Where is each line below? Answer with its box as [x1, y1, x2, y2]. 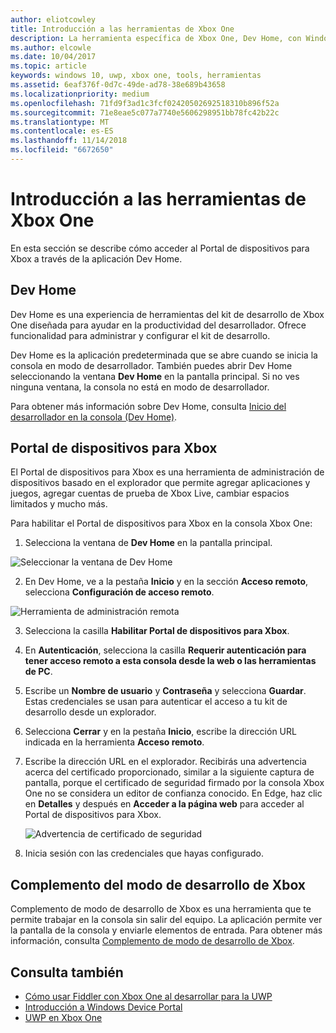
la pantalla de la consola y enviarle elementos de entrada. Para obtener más [10, 924, 323, 936]
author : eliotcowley [10, 14, 97, 25]
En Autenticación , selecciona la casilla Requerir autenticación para [24, 644, 307, 656]
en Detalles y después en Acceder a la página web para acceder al [24, 798, 305, 810]
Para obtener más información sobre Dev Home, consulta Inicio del [10, 400, 287, 412]
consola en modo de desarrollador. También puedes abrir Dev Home [10, 359, 293, 371]
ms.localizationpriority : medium [10, 89, 150, 99]
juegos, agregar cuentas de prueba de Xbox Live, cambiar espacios [10, 487, 290, 500]
